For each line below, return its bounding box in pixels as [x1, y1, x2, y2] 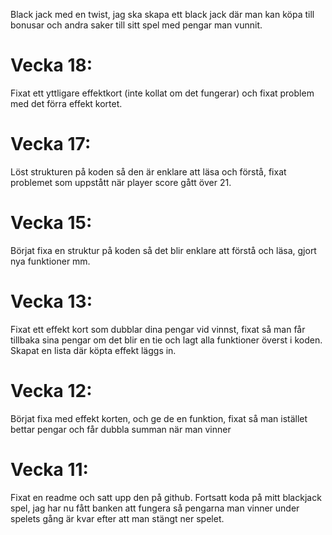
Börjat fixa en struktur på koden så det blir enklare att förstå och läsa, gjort [10, 244, 317, 256]
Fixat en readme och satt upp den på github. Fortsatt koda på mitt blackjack [10, 491, 322, 503]
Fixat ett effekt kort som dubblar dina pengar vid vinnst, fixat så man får [10, 323, 306, 335]
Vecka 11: [10, 458, 89, 481]
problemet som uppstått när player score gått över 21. [10, 176, 232, 188]
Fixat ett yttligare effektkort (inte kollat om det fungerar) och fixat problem [10, 87, 315, 99]
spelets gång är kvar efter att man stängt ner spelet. [10, 512, 225, 524]
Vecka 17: [10, 133, 92, 156]
